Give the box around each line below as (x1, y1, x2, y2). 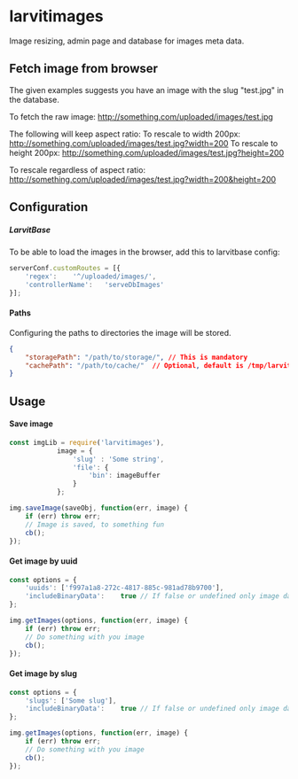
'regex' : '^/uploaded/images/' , (25, 272, 157, 281)
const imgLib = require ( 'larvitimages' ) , (9, 438, 165, 447)
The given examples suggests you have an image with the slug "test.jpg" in (9, 84, 284, 95)
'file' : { (72, 463, 109, 471)
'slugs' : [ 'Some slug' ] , (25, 696, 117, 705)
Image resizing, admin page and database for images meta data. (9, 35, 245, 46)
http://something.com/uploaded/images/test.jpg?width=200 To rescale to (9, 137, 278, 148)
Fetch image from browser (9, 61, 158, 76)
